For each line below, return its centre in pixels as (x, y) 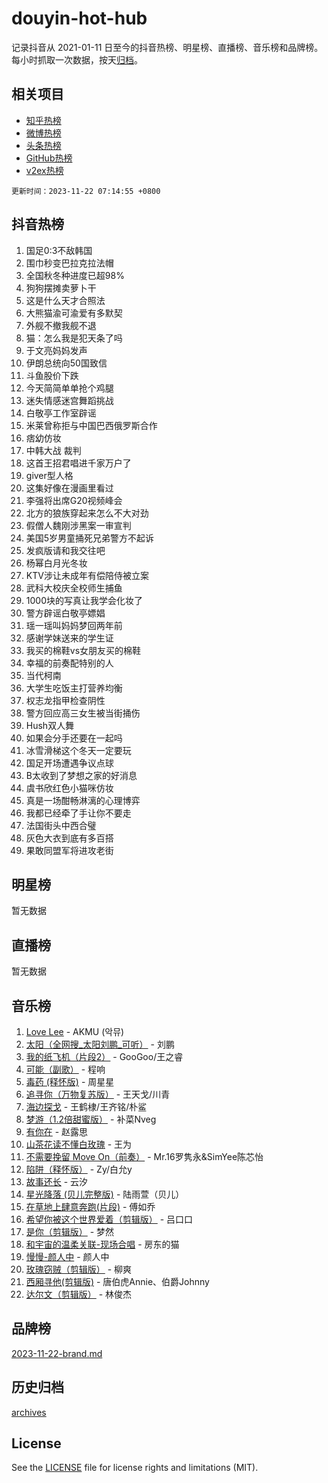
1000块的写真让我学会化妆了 (84, 600)
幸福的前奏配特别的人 (69, 663)
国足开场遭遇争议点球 (69, 763)
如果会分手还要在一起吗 (74, 738)
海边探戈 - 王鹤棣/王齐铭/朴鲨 (86, 1106)
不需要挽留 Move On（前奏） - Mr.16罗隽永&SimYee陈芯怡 (144, 1156)
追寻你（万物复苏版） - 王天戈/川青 (98, 1094)
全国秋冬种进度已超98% (75, 275)
